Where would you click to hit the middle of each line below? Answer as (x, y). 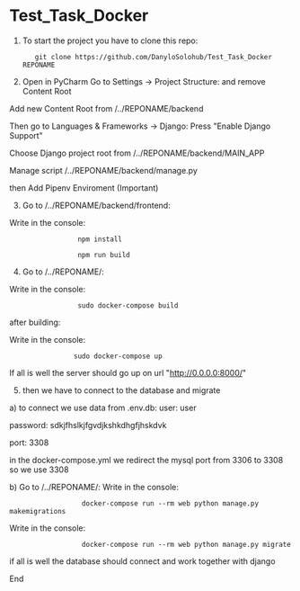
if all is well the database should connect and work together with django (142, 561)
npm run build (104, 255)
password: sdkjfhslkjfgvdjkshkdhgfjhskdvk (88, 425)
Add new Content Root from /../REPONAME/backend (106, 108)
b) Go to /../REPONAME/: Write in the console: (94, 487)
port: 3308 (29, 443)
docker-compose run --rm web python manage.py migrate (186, 544)
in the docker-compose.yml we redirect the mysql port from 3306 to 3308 (146, 460)
